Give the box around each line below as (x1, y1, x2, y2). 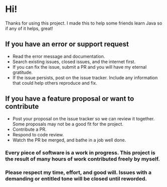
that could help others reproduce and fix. (12, 80, 98, 86)
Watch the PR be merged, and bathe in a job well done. (12, 137, 126, 143)
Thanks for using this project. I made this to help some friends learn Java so (5, 20, 162, 26)
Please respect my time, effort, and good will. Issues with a (5, 169, 152, 176)
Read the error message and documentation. (12, 53, 105, 59)
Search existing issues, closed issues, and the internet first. (12, 59, 136, 65)
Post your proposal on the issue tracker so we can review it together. (12, 115, 155, 121)
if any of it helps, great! (5, 25, 53, 31)
